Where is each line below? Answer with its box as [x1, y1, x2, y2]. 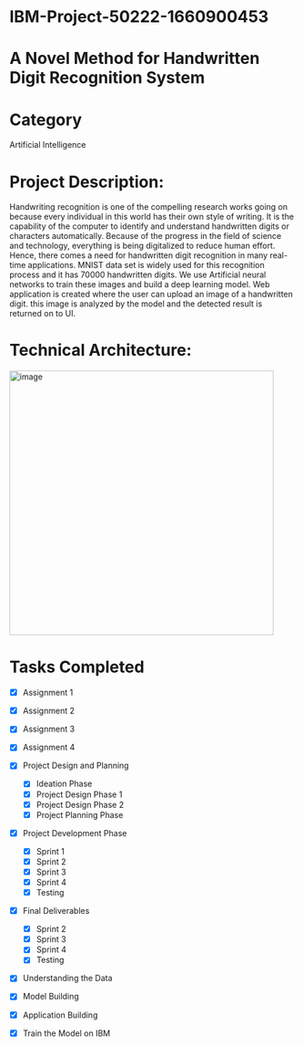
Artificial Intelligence [9, 140, 86, 150]
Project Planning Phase [35, 809, 124, 820]
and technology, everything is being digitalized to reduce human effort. [9, 240, 276, 252]
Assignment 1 [22, 687, 74, 699]
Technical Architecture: [9, 340, 193, 361]
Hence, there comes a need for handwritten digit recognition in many [9, 250, 268, 261]
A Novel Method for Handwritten [9, 48, 260, 69]
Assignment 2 [22, 705, 76, 717]
